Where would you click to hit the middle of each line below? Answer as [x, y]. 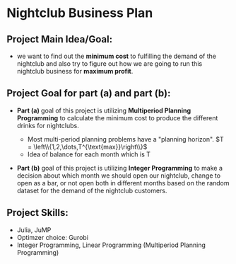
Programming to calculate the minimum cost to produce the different [117, 117]
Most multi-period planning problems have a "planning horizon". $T [125, 139]
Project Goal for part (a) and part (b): [89, 93]
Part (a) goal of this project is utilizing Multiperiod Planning [104, 110]
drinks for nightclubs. [48, 125]
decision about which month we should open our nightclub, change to [118, 176]
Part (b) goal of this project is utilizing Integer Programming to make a [120, 168]
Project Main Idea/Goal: [60, 39]
